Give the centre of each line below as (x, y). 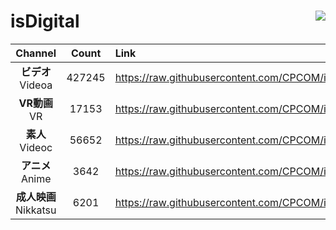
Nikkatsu (36, 210)
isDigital (45, 21)
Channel (36, 53)
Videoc (36, 147)
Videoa (36, 85)
